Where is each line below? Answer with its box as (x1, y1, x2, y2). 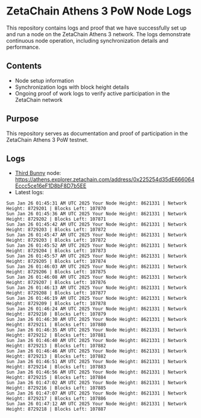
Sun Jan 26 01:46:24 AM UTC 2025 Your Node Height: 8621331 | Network (6, 306, 187, 312)
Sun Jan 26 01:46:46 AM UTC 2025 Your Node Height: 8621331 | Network (6, 348, 187, 354)
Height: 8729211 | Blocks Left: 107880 (6, 321, 107, 328)
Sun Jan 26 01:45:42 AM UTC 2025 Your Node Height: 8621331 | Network (6, 221, 187, 227)
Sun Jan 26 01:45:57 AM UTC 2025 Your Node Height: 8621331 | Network (6, 253, 187, 259)
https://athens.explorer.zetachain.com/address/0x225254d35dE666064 (14, 176, 194, 183)
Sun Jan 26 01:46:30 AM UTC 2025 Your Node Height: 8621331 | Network (6, 317, 187, 323)
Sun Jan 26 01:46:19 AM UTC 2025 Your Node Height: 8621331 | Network (6, 296, 187, 302)
